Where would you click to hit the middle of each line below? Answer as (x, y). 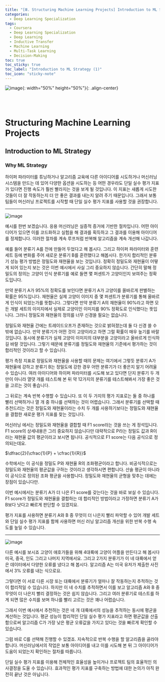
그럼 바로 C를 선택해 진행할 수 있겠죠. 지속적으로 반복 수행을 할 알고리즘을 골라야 (82, 639)
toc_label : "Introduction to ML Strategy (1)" (54, 70)
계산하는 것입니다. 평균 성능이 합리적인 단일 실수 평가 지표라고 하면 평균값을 (77, 616)
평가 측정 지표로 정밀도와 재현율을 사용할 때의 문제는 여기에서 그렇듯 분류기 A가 (81, 360)
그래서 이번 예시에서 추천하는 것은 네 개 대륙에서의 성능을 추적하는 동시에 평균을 (81, 610)
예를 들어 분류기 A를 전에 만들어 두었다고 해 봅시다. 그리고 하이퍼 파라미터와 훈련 (82, 249)
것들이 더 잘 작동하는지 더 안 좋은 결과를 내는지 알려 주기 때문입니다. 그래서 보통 (81, 195)
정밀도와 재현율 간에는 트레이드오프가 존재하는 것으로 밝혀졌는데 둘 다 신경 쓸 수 (81, 325)
